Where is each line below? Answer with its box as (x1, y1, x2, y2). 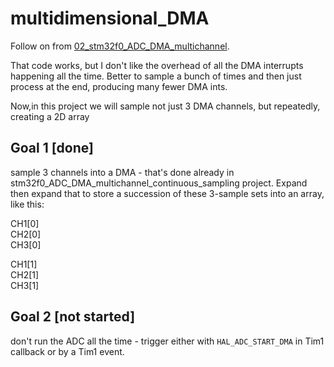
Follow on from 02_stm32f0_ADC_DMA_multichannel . (10, 40, 230, 52)
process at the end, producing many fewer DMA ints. (10, 80, 228, 92)
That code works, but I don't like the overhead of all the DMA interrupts (10, 59, 304, 71)
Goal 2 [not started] (10, 308, 136, 326)
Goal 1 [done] (10, 140, 94, 157)
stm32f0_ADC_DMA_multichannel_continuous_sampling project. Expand (10, 177, 308, 189)
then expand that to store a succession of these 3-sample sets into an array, (10, 187, 325, 199)
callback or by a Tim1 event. (10, 345, 125, 357)
